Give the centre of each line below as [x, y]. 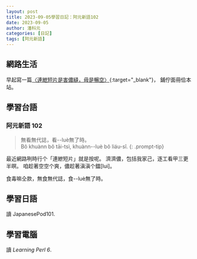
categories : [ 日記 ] [29, 34]
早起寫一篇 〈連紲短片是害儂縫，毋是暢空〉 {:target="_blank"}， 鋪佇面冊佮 [96, 80]
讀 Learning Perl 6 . [29, 250]
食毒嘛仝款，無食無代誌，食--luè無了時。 [56, 178]
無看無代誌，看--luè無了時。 [55, 140]
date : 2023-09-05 [27, 22]
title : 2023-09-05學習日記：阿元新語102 [52, 17]
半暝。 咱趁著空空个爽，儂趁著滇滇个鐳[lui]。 [61, 166]
